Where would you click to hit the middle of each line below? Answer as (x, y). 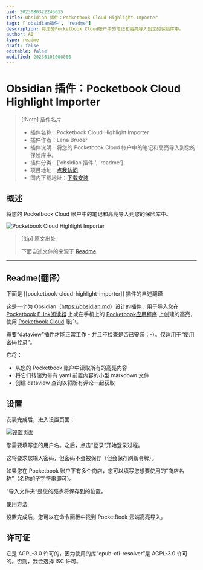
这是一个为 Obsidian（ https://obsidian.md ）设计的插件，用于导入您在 (93, 306)
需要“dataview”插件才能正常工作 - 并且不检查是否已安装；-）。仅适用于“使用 (100, 335)
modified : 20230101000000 (39, 57)
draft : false (23, 46)
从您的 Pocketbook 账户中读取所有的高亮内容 (71, 368)
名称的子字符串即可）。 (47, 478)
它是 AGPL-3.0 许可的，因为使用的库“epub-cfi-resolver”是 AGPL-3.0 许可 (97, 553)
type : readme (23, 40)
